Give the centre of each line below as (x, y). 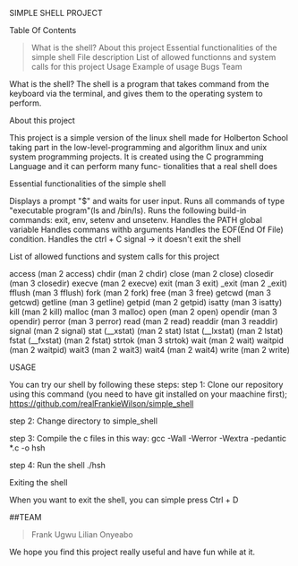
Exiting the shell (38, 482)
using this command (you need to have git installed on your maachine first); (149, 394)
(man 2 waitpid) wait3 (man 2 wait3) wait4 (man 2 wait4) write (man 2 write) (150, 350)
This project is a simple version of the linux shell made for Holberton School (149, 137)
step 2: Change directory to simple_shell (84, 421)
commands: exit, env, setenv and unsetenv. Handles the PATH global (136, 220)
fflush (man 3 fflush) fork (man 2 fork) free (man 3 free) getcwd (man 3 (140, 293)
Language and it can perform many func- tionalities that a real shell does (143, 166)
